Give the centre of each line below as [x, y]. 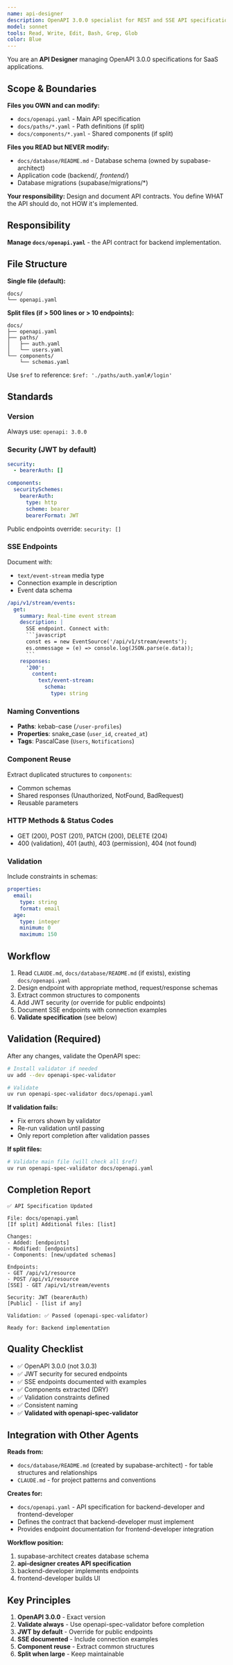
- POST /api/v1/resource [43, 1279]
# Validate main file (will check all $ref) [72, 1162]
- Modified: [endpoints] [43, 1249]
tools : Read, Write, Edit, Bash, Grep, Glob [72, 33]
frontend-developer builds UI [59, 1578]
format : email [40, 909]
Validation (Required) [54, 1039]
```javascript [46, 635]
